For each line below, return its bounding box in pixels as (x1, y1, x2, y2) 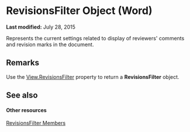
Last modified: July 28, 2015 (6, 23, 76, 30)
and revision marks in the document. (6, 41, 94, 48)
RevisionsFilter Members (6, 120, 66, 127)
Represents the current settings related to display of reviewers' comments (6, 34, 185, 41)
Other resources (6, 106, 47, 113)
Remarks (6, 58, 40, 68)
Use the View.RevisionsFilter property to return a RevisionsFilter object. (6, 73, 179, 80)
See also (6, 91, 38, 100)
